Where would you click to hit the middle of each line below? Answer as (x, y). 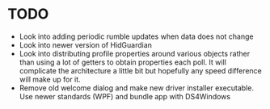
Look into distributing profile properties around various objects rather (135, 53)
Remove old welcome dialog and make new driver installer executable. (136, 88)
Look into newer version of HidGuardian (86, 44)
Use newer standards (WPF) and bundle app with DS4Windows (125, 96)
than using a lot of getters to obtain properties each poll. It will (123, 62)
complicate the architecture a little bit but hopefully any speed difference (140, 70)
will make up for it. (50, 79)
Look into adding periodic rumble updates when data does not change (136, 36)
